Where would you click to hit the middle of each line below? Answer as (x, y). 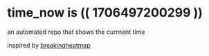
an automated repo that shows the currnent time (76, 32)
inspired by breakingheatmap (49, 45)
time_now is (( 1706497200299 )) (105, 13)
